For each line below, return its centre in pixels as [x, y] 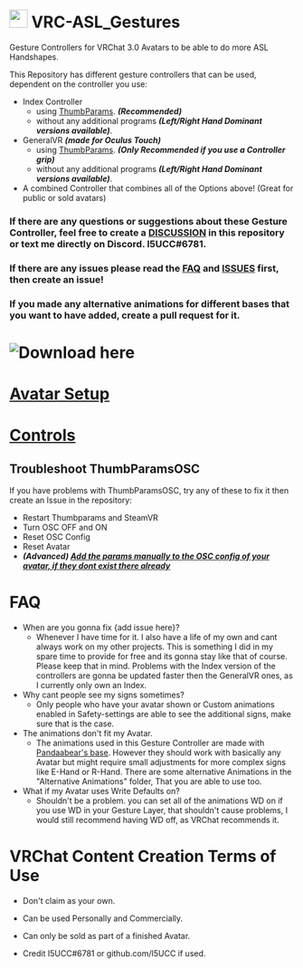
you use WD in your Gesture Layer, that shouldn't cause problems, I [161, 810]
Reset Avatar [46, 547]
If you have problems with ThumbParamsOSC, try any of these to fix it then [149, 491]
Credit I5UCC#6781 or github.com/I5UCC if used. [114, 953]
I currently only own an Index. [91, 685]
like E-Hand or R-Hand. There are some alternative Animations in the [164, 772]
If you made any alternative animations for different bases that [149, 303]
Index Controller [52, 101]
